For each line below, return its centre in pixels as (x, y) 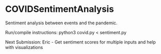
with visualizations (24, 47)
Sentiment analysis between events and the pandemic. (61, 23)
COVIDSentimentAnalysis (60, 9)
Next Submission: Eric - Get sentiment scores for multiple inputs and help (80, 42)
